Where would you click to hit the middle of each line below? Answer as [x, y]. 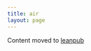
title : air [23, 14]
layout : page [26, 20]
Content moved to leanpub [45, 40]
